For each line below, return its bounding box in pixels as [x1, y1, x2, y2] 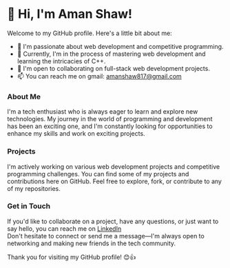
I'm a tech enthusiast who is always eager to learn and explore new [7, 107, 198, 116]
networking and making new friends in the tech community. [7, 239, 176, 247]
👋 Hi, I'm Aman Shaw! [7, 6, 133, 22]
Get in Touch [7, 201, 51, 211]
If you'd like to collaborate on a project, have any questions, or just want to [7, 217, 219, 225]
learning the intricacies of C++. [17, 56, 106, 65]
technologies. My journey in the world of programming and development [7, 115, 213, 123]
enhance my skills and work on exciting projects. [7, 130, 146, 138]
